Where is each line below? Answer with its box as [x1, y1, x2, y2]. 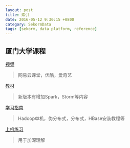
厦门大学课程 [5, 46, 46, 55]
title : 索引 [5, 12, 29, 17]
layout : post [5, 7, 33, 13]
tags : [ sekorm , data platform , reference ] [5, 27, 97, 32]
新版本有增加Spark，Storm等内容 [17, 93, 89, 100]
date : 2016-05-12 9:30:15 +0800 [5, 17, 74, 22]
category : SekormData [5, 21, 52, 27]
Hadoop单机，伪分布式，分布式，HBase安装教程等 [17, 115, 125, 121]
